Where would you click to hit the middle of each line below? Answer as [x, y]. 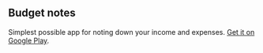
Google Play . [29, 40]
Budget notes [42, 13]
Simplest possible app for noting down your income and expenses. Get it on [131, 32]
